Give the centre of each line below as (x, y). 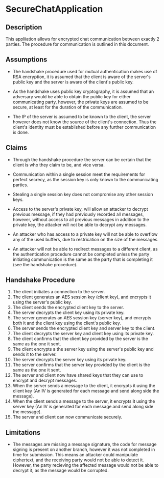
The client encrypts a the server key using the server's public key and (83, 349)
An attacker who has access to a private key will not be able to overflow (85, 234)
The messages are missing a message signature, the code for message (85, 444)
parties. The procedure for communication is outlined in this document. (77, 44)
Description (24, 27)
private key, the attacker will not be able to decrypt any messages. (80, 225)
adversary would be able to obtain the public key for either (72, 96)
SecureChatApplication (54, 9)
